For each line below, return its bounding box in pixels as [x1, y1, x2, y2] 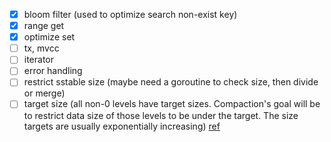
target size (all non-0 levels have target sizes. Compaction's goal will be [23, 98, 321, 110]
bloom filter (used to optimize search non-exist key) [23, 9, 238, 20]
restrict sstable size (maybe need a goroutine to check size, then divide [23, 76, 319, 88]
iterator [23, 54, 55, 66]
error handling [23, 65, 83, 77]
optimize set [23, 31, 76, 43]
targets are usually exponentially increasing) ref [23, 120, 221, 132]
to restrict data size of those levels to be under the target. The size [23, 109, 299, 121]
